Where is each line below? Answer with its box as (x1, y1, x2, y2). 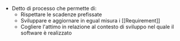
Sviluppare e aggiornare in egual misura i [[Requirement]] (20, 17, 161, 24)
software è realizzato (20, 29, 72, 36)
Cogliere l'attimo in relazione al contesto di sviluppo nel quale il (20, 23, 174, 30)
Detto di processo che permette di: (11, 5, 97, 12)
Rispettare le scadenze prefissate (20, 11, 102, 18)
